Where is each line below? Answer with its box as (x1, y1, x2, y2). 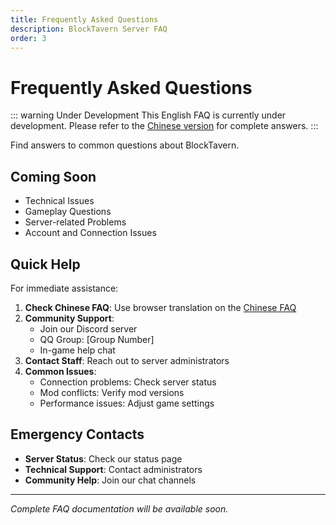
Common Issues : (24, 365, 97, 377)
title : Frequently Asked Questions (10, 14, 159, 25)
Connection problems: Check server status (39, 376, 217, 388)
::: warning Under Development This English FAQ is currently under (10, 109, 287, 121)
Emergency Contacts (10, 426, 145, 443)
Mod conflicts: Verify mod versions (39, 386, 185, 398)
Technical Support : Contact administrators (24, 463, 203, 475)
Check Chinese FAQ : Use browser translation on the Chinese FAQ (24, 301, 297, 313)
